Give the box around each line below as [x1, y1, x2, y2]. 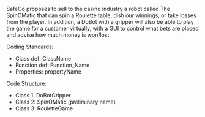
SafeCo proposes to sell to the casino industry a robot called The [6, 6, 170, 12]
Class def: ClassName [15, 55, 72, 62]
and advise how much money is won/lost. [6, 31, 111, 39]
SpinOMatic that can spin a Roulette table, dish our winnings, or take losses [6, 12, 197, 19]
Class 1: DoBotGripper [15, 92, 72, 99]
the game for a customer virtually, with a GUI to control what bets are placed [6, 25, 199, 32]
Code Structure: [6, 80, 47, 87]
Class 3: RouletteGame [15, 105, 73, 112]
